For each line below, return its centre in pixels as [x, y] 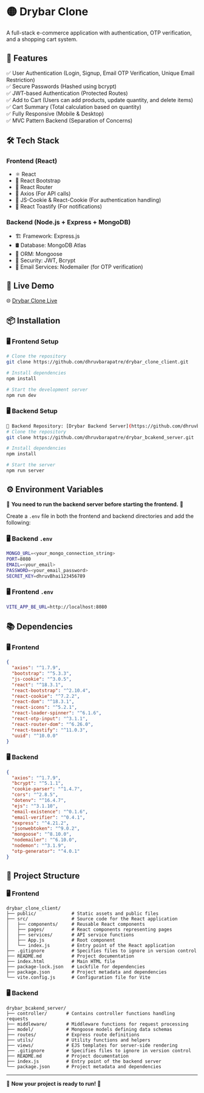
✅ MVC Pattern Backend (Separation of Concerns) [70, 120]
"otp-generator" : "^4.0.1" [46, 851]
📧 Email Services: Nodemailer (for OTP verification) [79, 267]
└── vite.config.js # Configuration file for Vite [78, 977]
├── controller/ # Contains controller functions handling [90, 1013]
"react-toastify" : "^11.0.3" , [50, 730]
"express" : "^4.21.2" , [40, 823]
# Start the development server [47, 390]
